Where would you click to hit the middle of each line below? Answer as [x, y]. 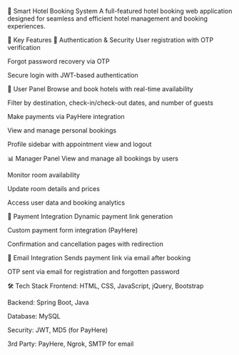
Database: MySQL [34, 316]
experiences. [27, 26]
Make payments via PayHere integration [66, 117]
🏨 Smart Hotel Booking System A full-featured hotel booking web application [120, 11]
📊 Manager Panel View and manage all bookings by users [93, 158]
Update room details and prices [54, 189]
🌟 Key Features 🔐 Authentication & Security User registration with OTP [111, 40]
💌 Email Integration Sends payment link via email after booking [99, 258]
